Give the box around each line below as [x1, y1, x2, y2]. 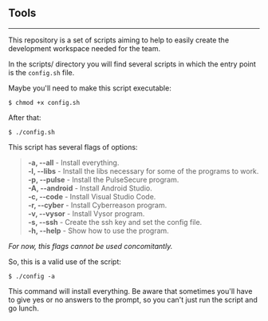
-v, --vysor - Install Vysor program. [27, 208, 145, 219]
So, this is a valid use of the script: [8, 256, 122, 267]
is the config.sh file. [8, 67, 75, 77]
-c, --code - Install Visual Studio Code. [27, 191, 156, 201]
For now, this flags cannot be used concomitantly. [8, 241, 173, 251]
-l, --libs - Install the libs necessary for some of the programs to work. [27, 166, 259, 175]
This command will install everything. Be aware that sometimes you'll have [8, 286, 253, 295]
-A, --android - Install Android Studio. [27, 183, 153, 193]
